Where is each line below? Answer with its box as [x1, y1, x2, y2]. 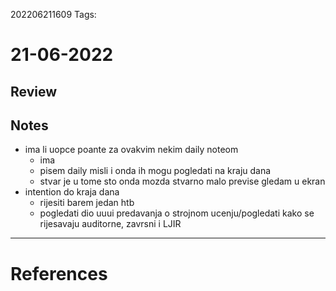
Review [10, 83, 58, 100]
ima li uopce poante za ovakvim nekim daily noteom [24, 144, 239, 156]
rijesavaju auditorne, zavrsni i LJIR [39, 218, 182, 230]
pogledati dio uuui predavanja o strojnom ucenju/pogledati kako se [39, 207, 315, 219]
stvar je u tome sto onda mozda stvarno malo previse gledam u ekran [39, 175, 326, 188]
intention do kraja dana [24, 186, 120, 198]
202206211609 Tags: [10, 9, 97, 20]
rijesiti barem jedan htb [39, 197, 135, 209]
